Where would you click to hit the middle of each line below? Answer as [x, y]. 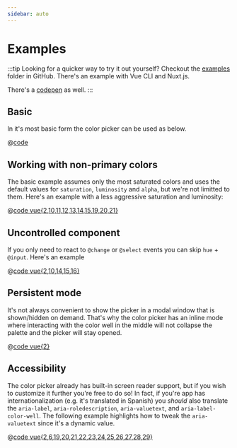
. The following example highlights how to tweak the [115, 415]
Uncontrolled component [64, 233]
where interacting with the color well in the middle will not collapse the [110, 325]
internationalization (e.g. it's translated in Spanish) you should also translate [118, 401]
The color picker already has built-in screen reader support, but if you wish [117, 385]
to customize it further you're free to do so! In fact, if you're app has [106, 393]
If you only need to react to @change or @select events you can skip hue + [113, 249]
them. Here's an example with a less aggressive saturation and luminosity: [115, 197]
